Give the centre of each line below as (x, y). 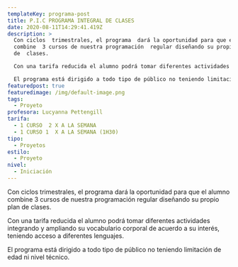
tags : (15, 99)
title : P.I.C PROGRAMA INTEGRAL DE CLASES (71, 21)
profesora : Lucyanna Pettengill (55, 112)
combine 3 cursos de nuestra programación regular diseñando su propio (113, 199)
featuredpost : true (36, 86)
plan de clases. (29, 207)
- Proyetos (30, 145)
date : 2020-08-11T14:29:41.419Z (55, 27)
